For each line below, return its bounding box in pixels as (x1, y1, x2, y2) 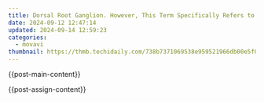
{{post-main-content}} (8, 70, 81, 78)
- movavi (15, 41, 44, 49)
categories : (8, 33, 47, 42)
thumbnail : (8, 48, 44, 56)
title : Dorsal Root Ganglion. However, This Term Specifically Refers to (8, 11, 255, 20)
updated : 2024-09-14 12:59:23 (8, 26, 108, 34)
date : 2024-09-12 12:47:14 (8, 19, 97, 27)
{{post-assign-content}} (8, 85, 86, 94)
